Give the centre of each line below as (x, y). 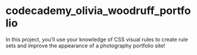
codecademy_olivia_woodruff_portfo (98, 11)
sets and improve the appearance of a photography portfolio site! (85, 46)
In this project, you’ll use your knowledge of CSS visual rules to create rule (97, 39)
